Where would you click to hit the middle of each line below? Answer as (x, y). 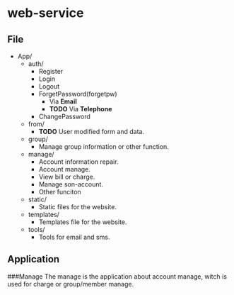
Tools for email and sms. (74, 237)
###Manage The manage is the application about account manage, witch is (117, 276)
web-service (46, 13)
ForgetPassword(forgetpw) (78, 94)
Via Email (63, 101)
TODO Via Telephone (81, 109)
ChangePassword (64, 116)
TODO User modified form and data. (92, 132)
